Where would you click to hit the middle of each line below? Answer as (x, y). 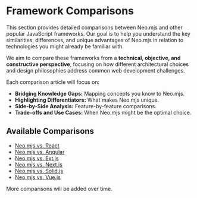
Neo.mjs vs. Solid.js (39, 171)
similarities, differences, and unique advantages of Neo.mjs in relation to (95, 40)
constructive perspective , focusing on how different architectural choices (98, 64)
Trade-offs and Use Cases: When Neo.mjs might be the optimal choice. (103, 112)
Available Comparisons (50, 131)
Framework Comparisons (70, 11)
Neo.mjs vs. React (37, 145)
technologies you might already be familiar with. (65, 46)
